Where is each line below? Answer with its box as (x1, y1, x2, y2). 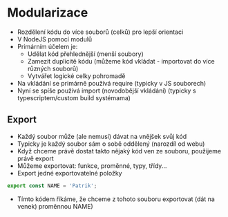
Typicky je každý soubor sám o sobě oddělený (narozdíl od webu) (17, 140, 205, 148)
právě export (17, 154, 54, 162)
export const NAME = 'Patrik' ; (7, 182, 97, 189)
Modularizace (7, 5, 88, 21)
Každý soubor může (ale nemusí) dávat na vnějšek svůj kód (17, 132, 187, 140)
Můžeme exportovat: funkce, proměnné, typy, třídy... (17, 161, 167, 170)
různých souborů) (27, 64, 79, 73)
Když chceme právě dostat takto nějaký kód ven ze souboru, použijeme (17, 147, 222, 155)
